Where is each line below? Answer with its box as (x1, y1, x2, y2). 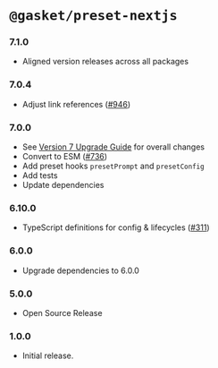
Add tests (21, 170, 58, 181)
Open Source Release (21, 307, 103, 318)
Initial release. (21, 350, 74, 361)
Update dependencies (21, 180, 105, 191)
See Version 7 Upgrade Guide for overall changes (21, 141, 205, 152)
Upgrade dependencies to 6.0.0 (21, 265, 140, 276)
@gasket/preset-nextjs (9, 7, 178, 24)
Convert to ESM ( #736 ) (21, 151, 108, 162)
